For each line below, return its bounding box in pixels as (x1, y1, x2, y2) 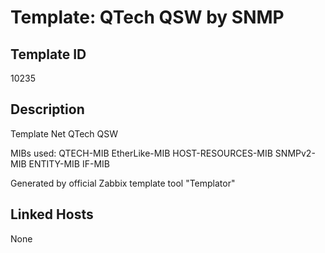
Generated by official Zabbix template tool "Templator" (10, 177, 236, 189)
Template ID (10, 46, 87, 63)
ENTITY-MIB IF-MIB (28, 157, 110, 170)
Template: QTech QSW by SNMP (10, 6, 285, 29)
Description (10, 101, 85, 118)
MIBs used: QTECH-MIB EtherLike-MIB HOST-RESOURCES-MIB (10, 147, 273, 159)
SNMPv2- (274, 147, 316, 159)
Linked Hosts (10, 206, 94, 223)
